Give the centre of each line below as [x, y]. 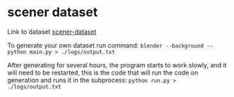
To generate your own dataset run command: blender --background [105, 45]
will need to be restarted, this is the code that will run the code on [103, 72]
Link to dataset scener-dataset [52, 32]
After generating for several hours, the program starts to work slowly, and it [117, 65]
